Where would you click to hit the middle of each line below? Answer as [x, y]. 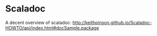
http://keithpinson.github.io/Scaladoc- [112, 22]
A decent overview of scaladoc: [38, 22]
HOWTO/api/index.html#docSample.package [52, 27]
